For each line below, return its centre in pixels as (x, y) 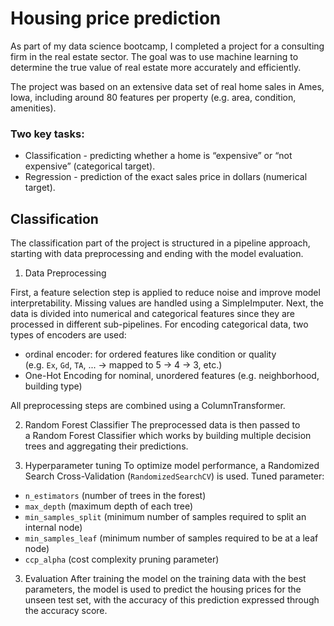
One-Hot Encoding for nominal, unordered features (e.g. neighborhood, (172, 376)
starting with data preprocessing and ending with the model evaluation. (157, 254)
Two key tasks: (47, 134)
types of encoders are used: (68, 335)
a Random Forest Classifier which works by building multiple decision (168, 436)
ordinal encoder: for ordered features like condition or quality (150, 354)
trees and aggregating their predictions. (106, 446)
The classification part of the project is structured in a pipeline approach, (160, 243)
